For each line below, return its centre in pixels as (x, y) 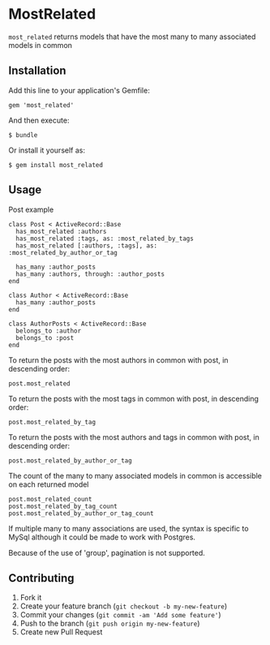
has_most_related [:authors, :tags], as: (87, 245)
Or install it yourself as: (47, 150)
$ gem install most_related (56, 165)
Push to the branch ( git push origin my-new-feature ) (110, 623)
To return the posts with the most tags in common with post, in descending (134, 398)
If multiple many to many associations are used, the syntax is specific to (129, 528)
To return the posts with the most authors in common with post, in (118, 360)
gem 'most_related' (41, 105)
